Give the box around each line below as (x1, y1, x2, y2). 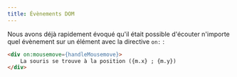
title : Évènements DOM (7, 10, 75, 18)
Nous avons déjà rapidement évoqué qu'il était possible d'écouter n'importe (7, 30, 230, 38)
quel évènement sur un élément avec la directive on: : (7, 37, 165, 46)
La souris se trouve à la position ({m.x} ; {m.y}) (20, 57, 177, 64)
